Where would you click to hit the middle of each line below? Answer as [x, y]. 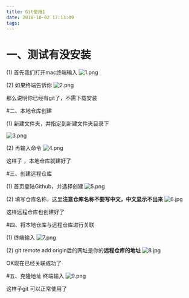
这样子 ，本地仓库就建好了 [39, 161]
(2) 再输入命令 [24, 148]
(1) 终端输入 [21, 238]
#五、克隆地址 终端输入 [35, 276]
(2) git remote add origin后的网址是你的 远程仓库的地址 [73, 250]
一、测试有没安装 [49, 54]
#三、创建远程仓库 [29, 174]
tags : [13, 23]
